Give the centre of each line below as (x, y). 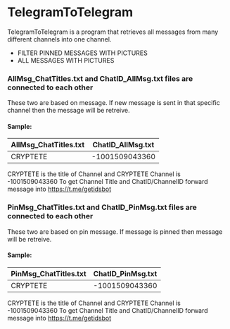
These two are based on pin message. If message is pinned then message (115, 231)
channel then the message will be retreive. (69, 111)
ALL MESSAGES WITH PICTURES (66, 60)
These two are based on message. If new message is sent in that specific (114, 103)
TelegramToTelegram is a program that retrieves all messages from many (113, 32)
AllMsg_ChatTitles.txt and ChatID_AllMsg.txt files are (100, 78)
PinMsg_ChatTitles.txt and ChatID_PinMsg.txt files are (102, 207)
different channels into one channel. (59, 39)
